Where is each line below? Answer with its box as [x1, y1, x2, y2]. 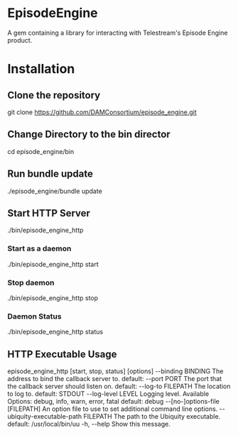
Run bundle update [7, 168, 94, 180]
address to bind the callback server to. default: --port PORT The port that [7, 375, 222, 383]
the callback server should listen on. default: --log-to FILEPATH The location [7, 382, 231, 391]
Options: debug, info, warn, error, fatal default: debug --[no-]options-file [7, 397, 220, 406]
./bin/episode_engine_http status [7, 328, 104, 336]
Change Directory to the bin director [7, 128, 171, 141]
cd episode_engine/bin [7, 147, 75, 155]
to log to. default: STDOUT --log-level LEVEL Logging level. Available [7, 390, 210, 398]
